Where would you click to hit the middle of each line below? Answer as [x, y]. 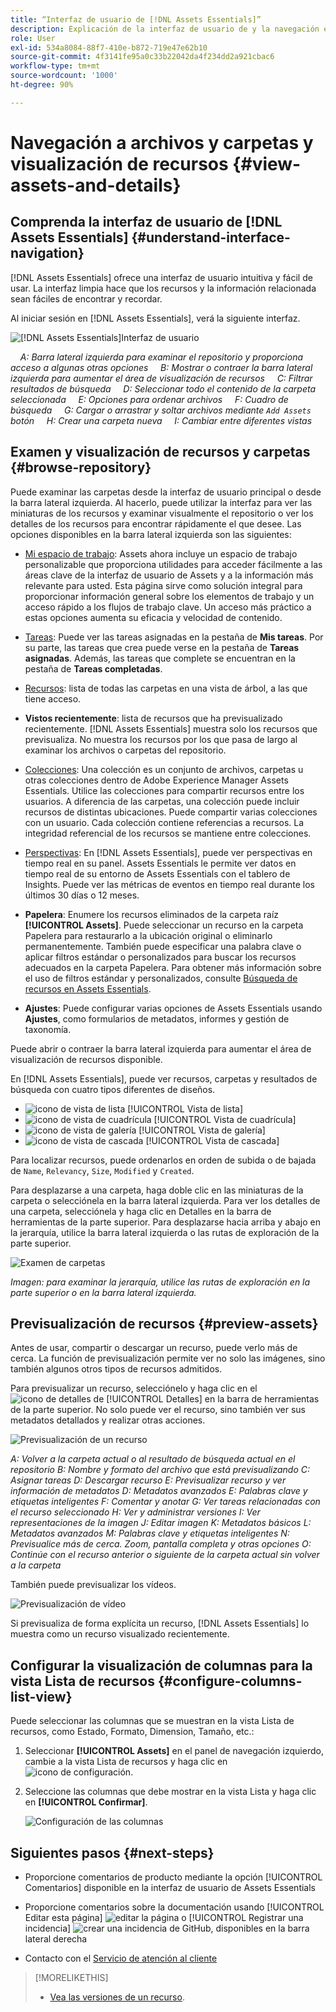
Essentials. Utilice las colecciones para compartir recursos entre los [164, 790]
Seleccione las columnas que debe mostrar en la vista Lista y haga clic [170, 1792]
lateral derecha [56, 1939]
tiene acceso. [53, 698]
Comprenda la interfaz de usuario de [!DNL [146, 222]
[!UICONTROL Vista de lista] [185, 1108]
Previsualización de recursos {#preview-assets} [164, 1323]
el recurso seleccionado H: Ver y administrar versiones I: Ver [135, 1512]
